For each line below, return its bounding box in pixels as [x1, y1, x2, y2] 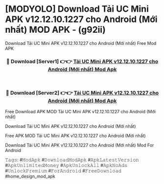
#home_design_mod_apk [5, 173, 55, 179]
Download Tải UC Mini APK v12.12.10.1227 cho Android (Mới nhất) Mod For [5, 142, 154, 148]
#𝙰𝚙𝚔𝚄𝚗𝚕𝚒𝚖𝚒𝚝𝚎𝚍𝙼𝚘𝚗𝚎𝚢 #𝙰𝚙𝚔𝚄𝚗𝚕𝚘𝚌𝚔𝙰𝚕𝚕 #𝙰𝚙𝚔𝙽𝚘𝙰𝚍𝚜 [5, 162, 128, 168]
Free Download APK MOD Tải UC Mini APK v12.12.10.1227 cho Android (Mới [5, 108, 156, 114]
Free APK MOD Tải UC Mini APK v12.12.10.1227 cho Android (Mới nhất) [5, 133, 146, 139]
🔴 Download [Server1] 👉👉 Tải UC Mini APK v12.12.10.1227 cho [6, 58, 159, 64]
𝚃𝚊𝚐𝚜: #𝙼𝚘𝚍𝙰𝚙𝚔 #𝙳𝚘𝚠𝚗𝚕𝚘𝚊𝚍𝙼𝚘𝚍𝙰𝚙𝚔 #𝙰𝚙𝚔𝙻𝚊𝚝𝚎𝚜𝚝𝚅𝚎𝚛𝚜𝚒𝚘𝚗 [5, 157, 140, 163]
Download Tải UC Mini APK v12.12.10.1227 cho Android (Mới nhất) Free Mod [5, 40, 157, 46]
